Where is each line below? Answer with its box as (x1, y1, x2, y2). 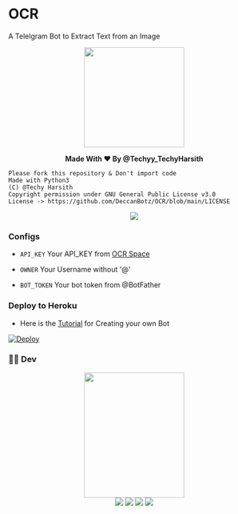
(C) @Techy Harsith (8, 183, 73, 191)
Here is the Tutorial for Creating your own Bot (19, 318, 170, 328)
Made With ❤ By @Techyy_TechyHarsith (65, 154, 204, 163)
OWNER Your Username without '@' (19, 265, 131, 275)
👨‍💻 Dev (8, 354, 38, 365)
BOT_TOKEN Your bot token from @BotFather (19, 280, 161, 290)
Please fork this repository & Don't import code (8, 169, 177, 177)
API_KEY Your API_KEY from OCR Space (19, 249, 150, 259)
